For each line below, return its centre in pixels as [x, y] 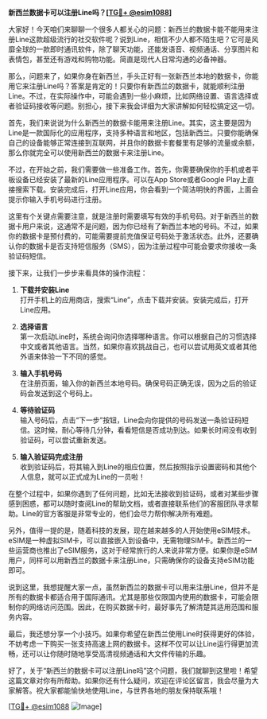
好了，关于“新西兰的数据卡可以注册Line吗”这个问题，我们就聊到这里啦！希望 [133, 670]
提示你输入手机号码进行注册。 [57, 199]
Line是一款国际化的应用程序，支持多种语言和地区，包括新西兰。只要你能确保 [133, 133]
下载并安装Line [44, 290]
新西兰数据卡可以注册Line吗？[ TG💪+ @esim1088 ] [90, 12]
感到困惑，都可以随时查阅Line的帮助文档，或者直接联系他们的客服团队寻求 [130, 503]
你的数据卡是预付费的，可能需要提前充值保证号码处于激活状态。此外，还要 [130, 236]
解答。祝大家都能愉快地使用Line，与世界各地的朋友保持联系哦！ [119, 690]
